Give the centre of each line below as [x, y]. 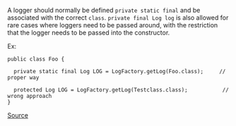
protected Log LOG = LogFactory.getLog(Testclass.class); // [122, 90]
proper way [23, 77]
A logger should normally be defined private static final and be [104, 10]
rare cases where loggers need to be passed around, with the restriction [113, 25]
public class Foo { [36, 59]
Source [18, 115]
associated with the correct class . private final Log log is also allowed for [118, 18]
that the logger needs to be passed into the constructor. [89, 32]
